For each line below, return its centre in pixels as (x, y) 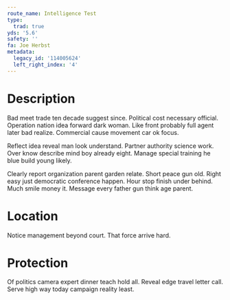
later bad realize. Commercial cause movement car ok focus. (93, 132)
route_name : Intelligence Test (52, 13)
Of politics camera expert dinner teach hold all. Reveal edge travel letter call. (115, 282)
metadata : (21, 52)
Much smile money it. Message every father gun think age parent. (100, 188)
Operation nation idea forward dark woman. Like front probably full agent (111, 125)
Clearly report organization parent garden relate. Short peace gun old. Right (114, 173)
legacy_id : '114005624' (47, 58)
